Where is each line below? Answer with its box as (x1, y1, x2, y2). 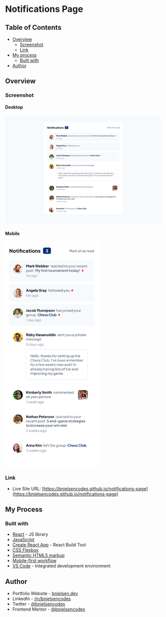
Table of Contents (5, 23, 62, 32)
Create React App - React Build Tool (12, 542, 86, 548)
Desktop (5, 104, 23, 110)
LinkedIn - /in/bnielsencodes (12, 596, 71, 602)
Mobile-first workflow (12, 558, 57, 563)
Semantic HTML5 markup (12, 553, 65, 559)
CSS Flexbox (12, 547, 39, 553)
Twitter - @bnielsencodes (12, 601, 65, 607)
